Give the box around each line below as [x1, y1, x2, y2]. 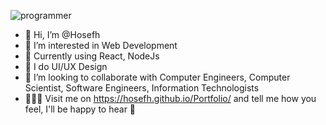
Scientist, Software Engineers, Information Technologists [24, 82, 260, 94]
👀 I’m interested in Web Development [24, 40, 178, 51]
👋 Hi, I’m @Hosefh [24, 29, 101, 40]
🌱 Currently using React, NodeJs [24, 50, 160, 62]
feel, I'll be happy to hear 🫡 [24, 103, 137, 115]
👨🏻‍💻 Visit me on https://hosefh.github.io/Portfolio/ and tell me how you [24, 93, 317, 104]
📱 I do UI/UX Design [24, 61, 108, 72]
